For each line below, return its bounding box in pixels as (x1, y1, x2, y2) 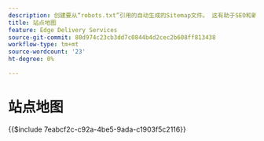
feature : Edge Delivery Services (8, 26, 118, 34)
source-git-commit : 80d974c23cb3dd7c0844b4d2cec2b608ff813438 (8, 33, 216, 42)
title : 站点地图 (8, 19, 57, 27)
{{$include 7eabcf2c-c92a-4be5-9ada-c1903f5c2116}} (8, 125, 186, 134)
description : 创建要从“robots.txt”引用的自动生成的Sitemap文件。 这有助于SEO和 (8, 11, 252, 20)
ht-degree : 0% (8, 56, 55, 63)
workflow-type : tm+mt (8, 41, 79, 49)
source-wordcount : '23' (8, 48, 86, 56)
